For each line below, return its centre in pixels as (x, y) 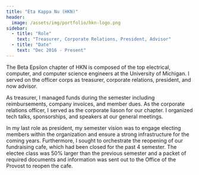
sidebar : (17, 28)
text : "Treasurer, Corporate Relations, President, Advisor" (94, 39)
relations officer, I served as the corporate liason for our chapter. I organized (99, 110)
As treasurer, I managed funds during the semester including (80, 97)
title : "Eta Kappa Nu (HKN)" (42, 12)
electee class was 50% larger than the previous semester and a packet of (96, 153)
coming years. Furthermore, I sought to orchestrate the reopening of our (94, 141)
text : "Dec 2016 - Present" (51, 50)
